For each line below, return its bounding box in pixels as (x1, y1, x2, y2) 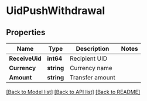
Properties (6, 27, 46, 37)
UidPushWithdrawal (6, 4, 105, 18)
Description (76, 45, 110, 53)
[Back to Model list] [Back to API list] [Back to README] (6, 89, 141, 95)
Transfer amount (69, 74, 116, 81)
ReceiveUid (9, 54, 42, 62)
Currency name (69, 64, 112, 72)
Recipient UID (69, 54, 108, 62)
